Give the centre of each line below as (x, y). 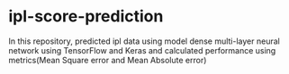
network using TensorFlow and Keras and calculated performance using (142, 50)
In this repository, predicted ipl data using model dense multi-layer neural (144, 41)
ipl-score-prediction (86, 16)
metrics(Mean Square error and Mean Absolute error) (108, 60)
